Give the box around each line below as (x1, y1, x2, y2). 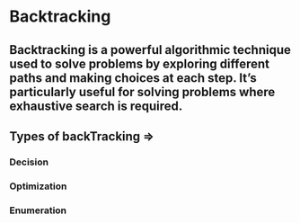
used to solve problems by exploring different (9, 56, 269, 71)
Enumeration (9, 204, 67, 217)
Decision (9, 156, 49, 168)
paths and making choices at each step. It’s (9, 70, 258, 85)
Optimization (9, 180, 67, 192)
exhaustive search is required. (9, 98, 183, 113)
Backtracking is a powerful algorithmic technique (9, 42, 292, 58)
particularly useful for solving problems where (9, 84, 276, 100)
